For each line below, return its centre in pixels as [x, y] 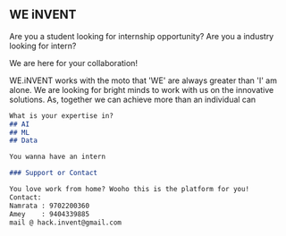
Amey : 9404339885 [50, 214]
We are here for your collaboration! [74, 63]
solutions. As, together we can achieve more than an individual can [133, 99]
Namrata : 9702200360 [50, 206]
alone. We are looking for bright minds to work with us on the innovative [142, 89]
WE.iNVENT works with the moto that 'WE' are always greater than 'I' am [143, 80]
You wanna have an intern [57, 157]
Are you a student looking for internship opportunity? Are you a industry [142, 36]
